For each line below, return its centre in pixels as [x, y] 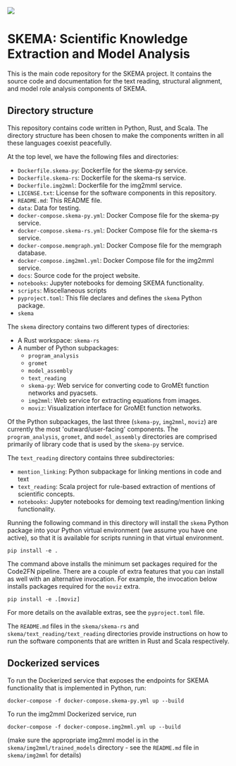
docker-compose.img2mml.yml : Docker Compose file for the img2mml [116, 260]
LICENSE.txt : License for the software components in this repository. [117, 193]
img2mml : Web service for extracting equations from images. [114, 400]
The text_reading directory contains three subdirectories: [91, 458]
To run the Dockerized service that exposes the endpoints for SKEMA [108, 680]
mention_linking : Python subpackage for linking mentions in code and [119, 471]
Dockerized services [54, 663]
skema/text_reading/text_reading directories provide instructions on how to [118, 633]
